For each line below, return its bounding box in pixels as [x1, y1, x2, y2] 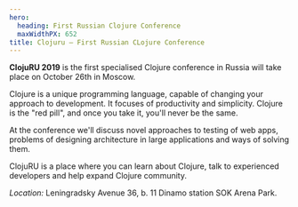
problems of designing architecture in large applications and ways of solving [9, 134, 290, 145]
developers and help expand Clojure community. [9, 171, 187, 181]
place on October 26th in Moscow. [9, 72, 136, 83]
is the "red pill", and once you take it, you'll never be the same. [9, 107, 238, 118]
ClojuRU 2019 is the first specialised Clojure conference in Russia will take [9, 62, 282, 73]
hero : [9, 12, 29, 22]
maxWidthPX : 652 [17, 29, 77, 38]
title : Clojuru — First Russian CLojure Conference [9, 37, 205, 47]
